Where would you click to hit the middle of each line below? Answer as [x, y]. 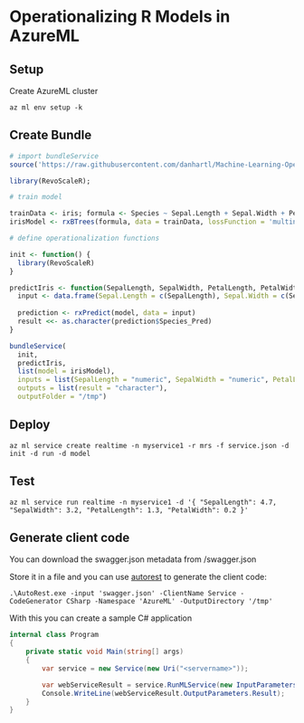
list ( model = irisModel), [66, 371]
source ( [24, 165]
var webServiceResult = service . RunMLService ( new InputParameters [170, 685]
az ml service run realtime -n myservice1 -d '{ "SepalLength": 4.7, [143, 502]
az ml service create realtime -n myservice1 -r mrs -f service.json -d [149, 445]
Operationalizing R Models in [120, 17]
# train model [36, 197]
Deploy [30, 425]
